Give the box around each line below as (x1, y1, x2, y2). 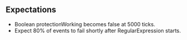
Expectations (5, 5, 57, 15)
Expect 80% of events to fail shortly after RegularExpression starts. (14, 27, 182, 34)
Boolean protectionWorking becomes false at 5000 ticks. (14, 20, 156, 27)
